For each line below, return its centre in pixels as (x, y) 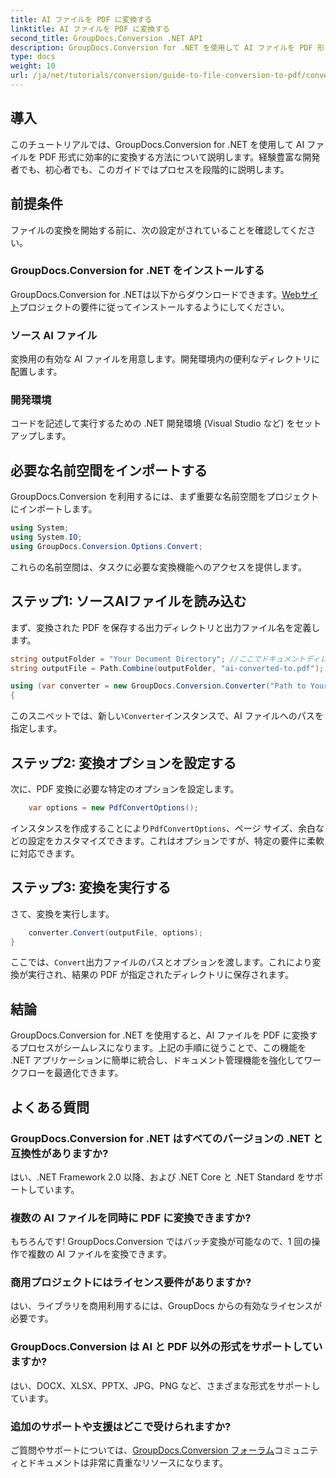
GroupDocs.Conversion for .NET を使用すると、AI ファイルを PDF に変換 (160, 1035)
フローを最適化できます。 (71, 1073)
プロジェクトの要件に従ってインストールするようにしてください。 (154, 307)
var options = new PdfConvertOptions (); (113, 807)
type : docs (33, 57)
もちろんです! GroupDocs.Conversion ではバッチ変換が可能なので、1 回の (161, 1242)
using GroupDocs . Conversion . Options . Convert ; (106, 546)
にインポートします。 (54, 509)
